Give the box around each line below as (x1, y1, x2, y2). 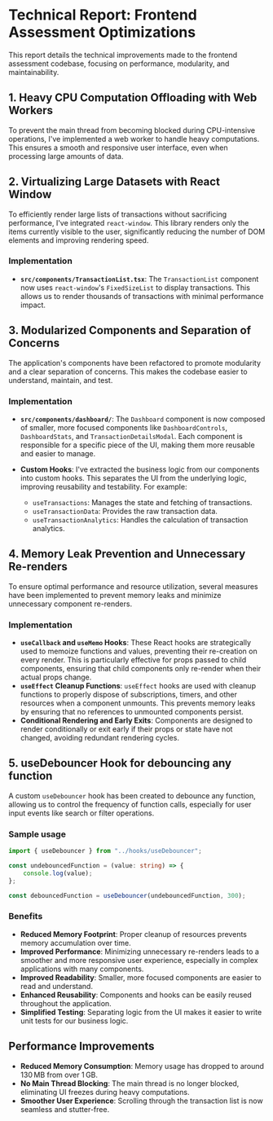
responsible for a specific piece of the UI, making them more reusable (20, 440, 255, 450)
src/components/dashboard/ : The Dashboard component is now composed (20, 414, 266, 424)
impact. (20, 300, 46, 310)
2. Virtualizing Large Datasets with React (8, 175, 220, 189)
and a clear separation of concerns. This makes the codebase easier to (8, 367, 248, 376)
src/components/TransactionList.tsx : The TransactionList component (20, 274, 259, 284)
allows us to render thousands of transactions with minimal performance (20, 291, 264, 301)
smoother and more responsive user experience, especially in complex (20, 955, 258, 965)
